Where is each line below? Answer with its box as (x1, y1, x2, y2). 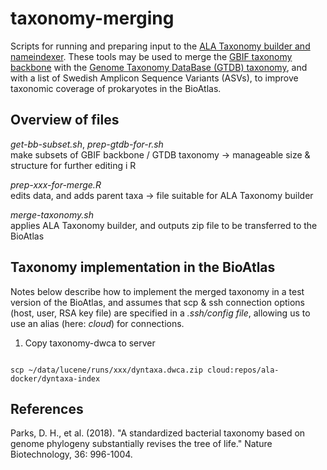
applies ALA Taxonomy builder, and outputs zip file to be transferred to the (10, 219, 318, 231)
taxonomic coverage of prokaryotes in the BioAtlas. (10, 82, 222, 94)
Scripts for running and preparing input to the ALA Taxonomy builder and (10, 40, 311, 52)
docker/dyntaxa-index (10, 373, 101, 384)
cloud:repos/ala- (206, 365, 280, 375)
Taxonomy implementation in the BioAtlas (10, 259, 276, 276)
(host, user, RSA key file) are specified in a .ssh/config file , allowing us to (10, 307, 311, 319)
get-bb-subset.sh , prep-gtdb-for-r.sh (10, 138, 164, 150)
